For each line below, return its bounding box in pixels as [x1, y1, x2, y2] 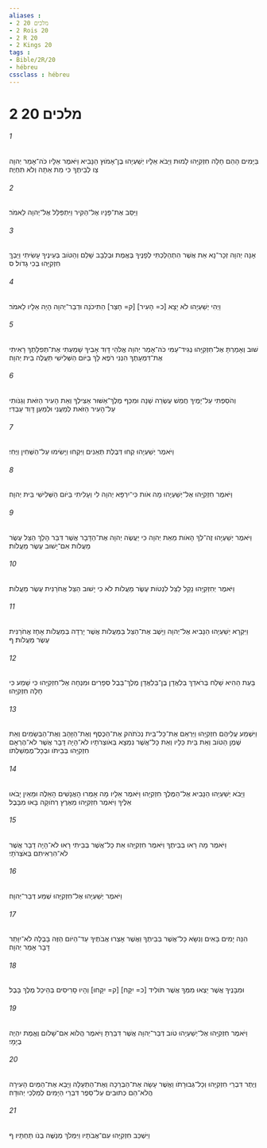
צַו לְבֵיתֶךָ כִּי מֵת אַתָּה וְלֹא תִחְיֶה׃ [9, 164, 99, 175]
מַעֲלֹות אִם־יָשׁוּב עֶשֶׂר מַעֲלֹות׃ [9, 541, 91, 551]
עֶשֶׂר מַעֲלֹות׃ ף [9, 635, 50, 644]
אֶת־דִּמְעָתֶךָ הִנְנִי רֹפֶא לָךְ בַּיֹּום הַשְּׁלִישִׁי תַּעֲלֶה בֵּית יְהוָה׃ [9, 353, 163, 362]
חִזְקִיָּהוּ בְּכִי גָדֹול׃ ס [9, 259, 61, 269]
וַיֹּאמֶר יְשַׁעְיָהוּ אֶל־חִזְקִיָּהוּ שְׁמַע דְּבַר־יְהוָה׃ [9, 891, 122, 901]
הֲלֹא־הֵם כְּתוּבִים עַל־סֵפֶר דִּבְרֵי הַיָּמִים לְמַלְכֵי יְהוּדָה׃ [9, 1088, 153, 1097]
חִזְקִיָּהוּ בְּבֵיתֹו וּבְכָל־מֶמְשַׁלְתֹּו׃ [9, 746, 90, 756]
